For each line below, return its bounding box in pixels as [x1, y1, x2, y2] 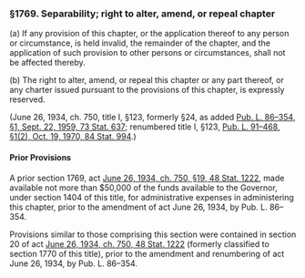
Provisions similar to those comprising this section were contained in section [9, 229, 297, 240]
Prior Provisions [9, 151, 71, 162]
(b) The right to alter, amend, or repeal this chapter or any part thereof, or [9, 75, 284, 86]
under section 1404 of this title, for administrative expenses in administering [9, 191, 294, 202]
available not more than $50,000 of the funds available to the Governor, [9, 181, 278, 193]
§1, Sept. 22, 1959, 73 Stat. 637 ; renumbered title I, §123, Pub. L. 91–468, [9, 121, 280, 132]
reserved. [9, 94, 46, 105]
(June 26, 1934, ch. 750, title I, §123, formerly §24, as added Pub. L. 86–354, [9, 112, 296, 123]
